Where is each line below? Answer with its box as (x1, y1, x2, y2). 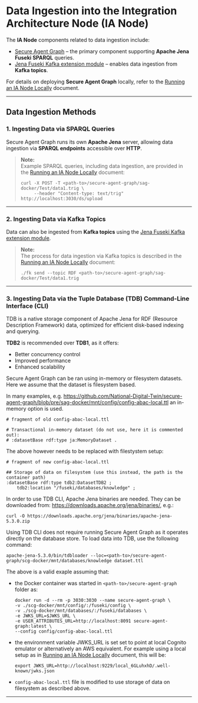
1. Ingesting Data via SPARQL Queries (6, 125, 115, 133)
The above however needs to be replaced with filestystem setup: (6, 448, 164, 455)
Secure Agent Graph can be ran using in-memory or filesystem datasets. (6, 375, 183, 382)
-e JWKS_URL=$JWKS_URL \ (14, 613, 76, 619)
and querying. (6, 328, 40, 335)
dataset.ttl (114, 558, 144, 564)
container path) (6, 475, 46, 481)
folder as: (14, 586, 38, 593)
